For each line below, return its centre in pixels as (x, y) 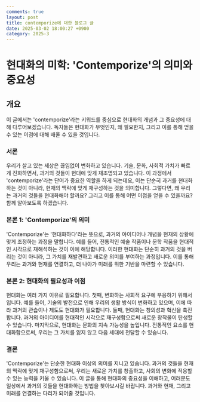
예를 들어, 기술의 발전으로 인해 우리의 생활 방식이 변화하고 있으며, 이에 (105, 303)
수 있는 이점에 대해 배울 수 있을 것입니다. (53, 134)
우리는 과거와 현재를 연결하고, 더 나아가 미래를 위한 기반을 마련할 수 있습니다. (95, 264)
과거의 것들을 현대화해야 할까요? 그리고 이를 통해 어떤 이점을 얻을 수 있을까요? (102, 195)
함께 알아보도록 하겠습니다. (37, 203)
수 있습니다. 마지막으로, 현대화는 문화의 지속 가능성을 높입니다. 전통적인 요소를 (97, 325)
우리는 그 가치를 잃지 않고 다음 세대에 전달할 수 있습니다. (103, 333)
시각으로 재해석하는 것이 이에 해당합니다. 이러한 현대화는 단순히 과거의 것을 (99, 249)
